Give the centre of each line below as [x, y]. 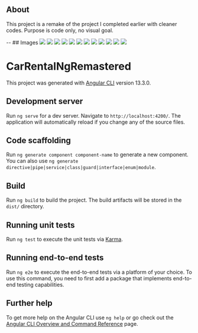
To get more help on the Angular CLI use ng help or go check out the [90, 317]
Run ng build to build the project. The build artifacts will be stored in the [94, 200]
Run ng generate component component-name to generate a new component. [98, 155]
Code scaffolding [38, 140]
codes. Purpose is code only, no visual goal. [60, 30]
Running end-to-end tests [55, 258]
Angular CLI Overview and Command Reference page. [72, 324]
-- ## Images [22, 42]
